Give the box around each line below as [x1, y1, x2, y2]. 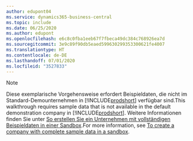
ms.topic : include [6, 19, 51, 25]
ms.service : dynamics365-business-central [6, 14, 112, 20]
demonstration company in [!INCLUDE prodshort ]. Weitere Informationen [6, 109, 182, 116]
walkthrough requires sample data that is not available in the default [6, 103, 171, 110]
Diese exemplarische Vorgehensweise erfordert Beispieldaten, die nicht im [6, 90, 188, 98]
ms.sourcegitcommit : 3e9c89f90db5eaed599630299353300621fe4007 [6, 42, 165, 48]
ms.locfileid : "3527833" [6, 63, 67, 69]
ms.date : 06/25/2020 [6, 25, 57, 31]
